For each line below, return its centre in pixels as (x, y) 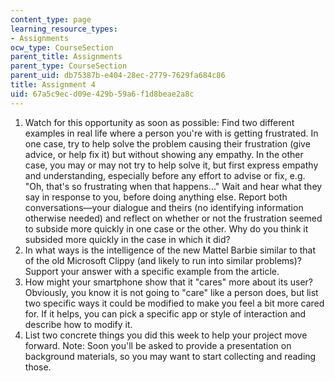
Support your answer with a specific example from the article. (152, 271)
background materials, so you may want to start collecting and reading (170, 356)
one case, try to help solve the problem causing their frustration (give (167, 143)
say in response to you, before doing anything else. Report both (156, 197)
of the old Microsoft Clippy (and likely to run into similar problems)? (163, 260)
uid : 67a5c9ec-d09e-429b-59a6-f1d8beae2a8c (102, 94)
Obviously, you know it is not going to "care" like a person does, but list (171, 292)
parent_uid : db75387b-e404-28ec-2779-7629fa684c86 (118, 76)
